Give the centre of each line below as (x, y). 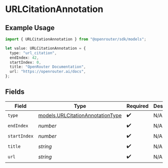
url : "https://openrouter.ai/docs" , (48, 72)
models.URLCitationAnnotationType (80, 115)
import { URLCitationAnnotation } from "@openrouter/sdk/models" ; (76, 39)
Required (138, 106)
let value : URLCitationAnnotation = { (45, 48)
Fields (15, 92)
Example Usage (30, 28)
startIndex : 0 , (25, 62)
